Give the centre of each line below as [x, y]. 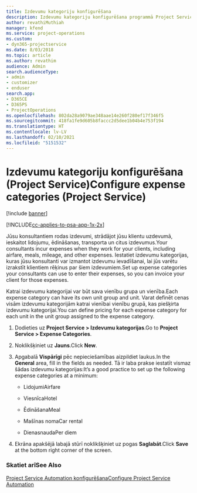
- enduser [18, 88]
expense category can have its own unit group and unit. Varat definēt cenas [98, 297]
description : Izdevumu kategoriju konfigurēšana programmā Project [90, 17]
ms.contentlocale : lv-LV [36, 132]
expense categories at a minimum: [56, 375]
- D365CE [17, 99]
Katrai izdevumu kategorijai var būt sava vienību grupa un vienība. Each [92, 291]
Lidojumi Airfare [42, 387]
